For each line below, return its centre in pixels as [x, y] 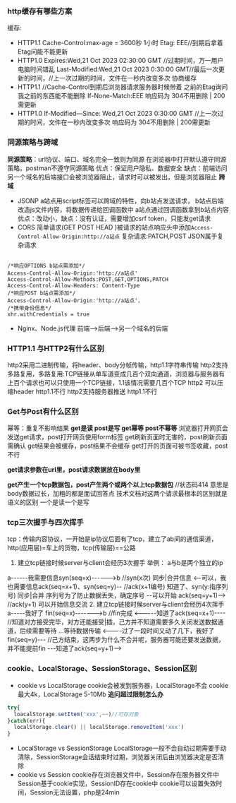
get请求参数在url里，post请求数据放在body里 [74, 470]
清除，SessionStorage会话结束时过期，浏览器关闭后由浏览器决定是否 [118, 757]
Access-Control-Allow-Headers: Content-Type [74, 285]
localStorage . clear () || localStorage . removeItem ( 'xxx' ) [99, 727]
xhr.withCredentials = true [49, 314]
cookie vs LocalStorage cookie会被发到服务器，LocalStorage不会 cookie [123, 685]
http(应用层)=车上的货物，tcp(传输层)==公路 [72, 548]
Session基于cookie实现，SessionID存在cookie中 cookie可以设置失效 [117, 784]
